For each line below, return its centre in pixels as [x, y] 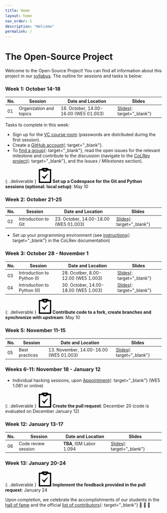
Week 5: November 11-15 [36, 330]
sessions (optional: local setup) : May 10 [47, 186]
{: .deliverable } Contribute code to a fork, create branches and [78, 312]
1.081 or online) [28, 385]
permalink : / [19, 32]
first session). [26, 140]
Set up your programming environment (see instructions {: [71, 235]
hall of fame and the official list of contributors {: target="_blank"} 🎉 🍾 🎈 [78, 505]
